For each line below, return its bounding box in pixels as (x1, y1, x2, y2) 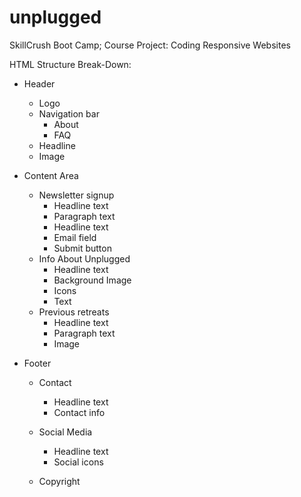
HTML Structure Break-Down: (9, 58, 132, 70)
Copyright (38, 475, 81, 487)
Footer (23, 357, 52, 369)
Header (23, 77, 56, 90)
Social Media (38, 426, 93, 438)
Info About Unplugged (38, 252, 131, 265)
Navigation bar (38, 107, 100, 120)
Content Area (23, 169, 79, 181)
